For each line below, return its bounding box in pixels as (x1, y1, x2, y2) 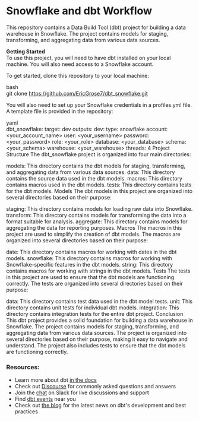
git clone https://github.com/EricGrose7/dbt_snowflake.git (6, 90, 149, 97)
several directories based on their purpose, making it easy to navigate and (6, 335, 188, 343)
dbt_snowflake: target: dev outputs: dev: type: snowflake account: (6, 125, 168, 132)
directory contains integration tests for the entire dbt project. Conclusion (6, 310, 184, 317)
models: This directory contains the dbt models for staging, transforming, (6, 162, 186, 169)
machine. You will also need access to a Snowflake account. (6, 61, 154, 68)
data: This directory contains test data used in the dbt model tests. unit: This (6, 297, 193, 305)
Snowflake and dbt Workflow (6, 4, 153, 18)
